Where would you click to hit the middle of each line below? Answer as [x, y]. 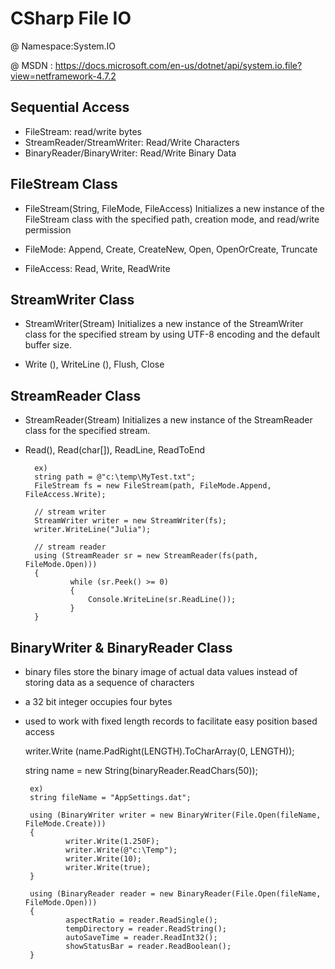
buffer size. [48, 345]
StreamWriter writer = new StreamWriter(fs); [130, 521]
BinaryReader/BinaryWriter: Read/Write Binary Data [130, 153]
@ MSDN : [31, 65]
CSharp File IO [71, 18]
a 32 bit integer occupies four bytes [98, 701]
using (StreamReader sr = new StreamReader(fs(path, [146, 556]
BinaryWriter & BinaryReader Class [121, 647]
